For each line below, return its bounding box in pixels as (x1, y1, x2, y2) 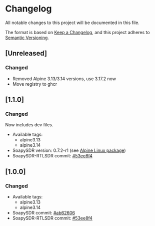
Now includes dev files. (5, 122, 53, 128)
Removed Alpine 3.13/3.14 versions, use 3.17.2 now (12, 76, 116, 82)
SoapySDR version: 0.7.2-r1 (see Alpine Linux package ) (12, 147, 126, 153)
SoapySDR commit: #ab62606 (12, 210, 75, 215)
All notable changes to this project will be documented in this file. (5, 20, 140, 26)
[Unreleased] (5, 49, 47, 58)
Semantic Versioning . (5, 35, 49, 41)
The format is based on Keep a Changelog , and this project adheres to (5, 29, 150, 35)
